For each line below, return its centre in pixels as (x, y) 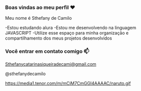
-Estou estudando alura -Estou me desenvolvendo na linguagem (71, 28)
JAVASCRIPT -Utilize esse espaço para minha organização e (67, 33)
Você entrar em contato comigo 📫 (47, 51)
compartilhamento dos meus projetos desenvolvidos (59, 38)
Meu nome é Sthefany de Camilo (39, 18)
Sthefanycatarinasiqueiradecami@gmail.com (51, 64)
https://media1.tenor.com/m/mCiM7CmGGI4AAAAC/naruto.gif (68, 83)
